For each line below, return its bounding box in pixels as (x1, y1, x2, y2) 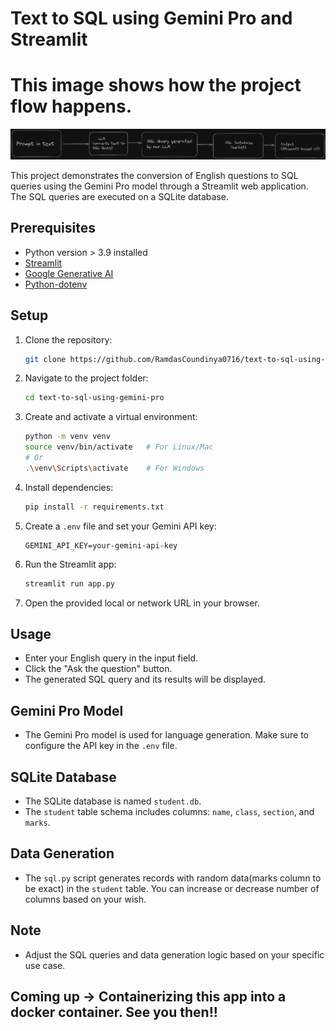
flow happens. (10, 95, 133, 118)
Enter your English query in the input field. (24, 652, 199, 664)
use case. (24, 959, 66, 971)
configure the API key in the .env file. (24, 740, 178, 752)
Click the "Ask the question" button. (24, 663, 173, 675)
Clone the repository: (24, 333, 113, 346)
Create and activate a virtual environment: (24, 411, 198, 423)
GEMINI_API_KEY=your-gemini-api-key (24, 540, 178, 551)
